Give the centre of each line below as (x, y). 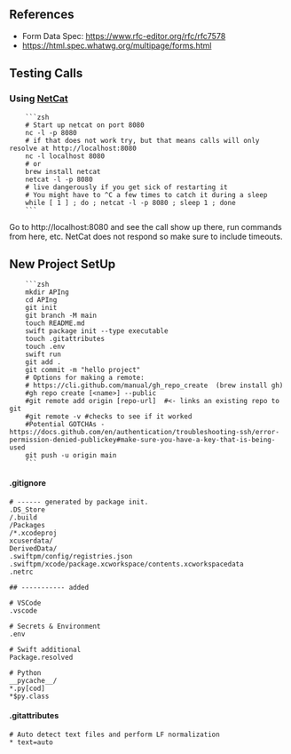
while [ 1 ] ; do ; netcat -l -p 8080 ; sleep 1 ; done (131, 202)
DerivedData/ (33, 548)
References (42, 15)
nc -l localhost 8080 (65, 156)
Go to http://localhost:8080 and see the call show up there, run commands (145, 226)
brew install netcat (63, 171)
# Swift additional (45, 649)
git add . (43, 362)
